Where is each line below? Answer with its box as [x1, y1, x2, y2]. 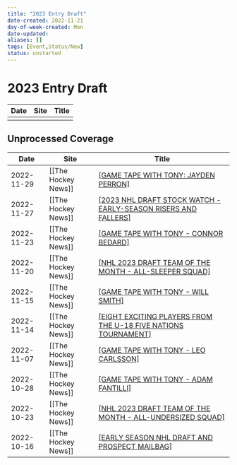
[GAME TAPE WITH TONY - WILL [98, 287, 209, 297]
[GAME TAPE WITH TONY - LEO [98, 345, 206, 355]
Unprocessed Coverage [7, 133, 114, 145]
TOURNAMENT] [98, 329, 152, 339]
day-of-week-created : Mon [7, 23, 83, 30]
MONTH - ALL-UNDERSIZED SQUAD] [98, 412, 225, 422]
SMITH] [98, 295, 124, 305]
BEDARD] [98, 237, 130, 247]
